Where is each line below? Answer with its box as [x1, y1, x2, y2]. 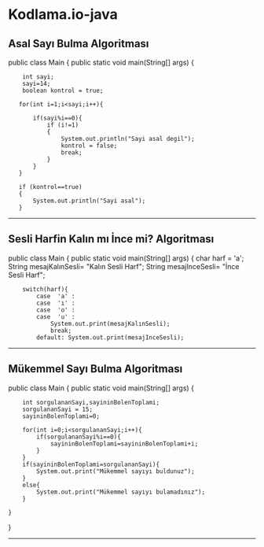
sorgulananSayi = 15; [22, 405, 93, 413]
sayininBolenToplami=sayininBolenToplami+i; [49, 439, 199, 448]
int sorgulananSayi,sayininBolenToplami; [22, 398, 159, 406]
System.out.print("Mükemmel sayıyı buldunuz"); [36, 467, 195, 475]
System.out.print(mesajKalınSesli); [49, 320, 170, 327]
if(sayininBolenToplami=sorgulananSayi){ [22, 460, 159, 468]
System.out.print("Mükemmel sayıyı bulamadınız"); [36, 488, 206, 496]
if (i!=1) [46, 121, 79, 129]
